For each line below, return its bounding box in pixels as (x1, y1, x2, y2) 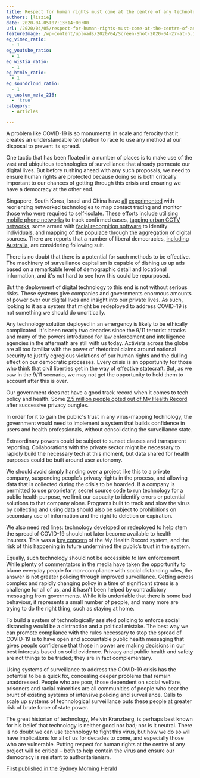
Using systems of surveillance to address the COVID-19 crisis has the (6, 666, 177, 673)
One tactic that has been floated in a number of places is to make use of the (6, 154, 192, 161)
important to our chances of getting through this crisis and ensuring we (6, 179, 182, 186)
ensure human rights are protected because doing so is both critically (6, 173, 177, 181)
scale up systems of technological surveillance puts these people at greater (6, 698, 192, 705)
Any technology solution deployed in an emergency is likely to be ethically (6, 320, 188, 328)
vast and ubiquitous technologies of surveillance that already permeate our (6, 160, 190, 167)
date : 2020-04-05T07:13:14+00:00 (6, 20, 89, 26)
